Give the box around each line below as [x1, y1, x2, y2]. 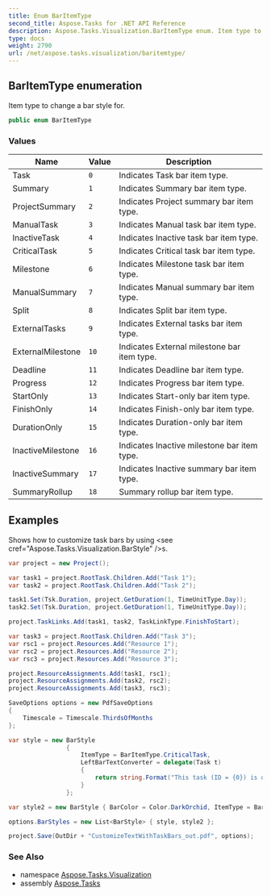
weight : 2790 [8, 42, 52, 50]
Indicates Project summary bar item [119, 195, 254, 206]
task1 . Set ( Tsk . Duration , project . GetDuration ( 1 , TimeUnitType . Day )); [8, 596, 248, 604]
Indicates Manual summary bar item [119, 281, 255, 293]
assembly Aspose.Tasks [19, 878, 101, 888]
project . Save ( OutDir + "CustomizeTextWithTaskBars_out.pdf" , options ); [8, 832, 254, 840]
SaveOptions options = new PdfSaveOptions [8, 699, 153, 707]
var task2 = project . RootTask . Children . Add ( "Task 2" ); [8, 581, 197, 590]
